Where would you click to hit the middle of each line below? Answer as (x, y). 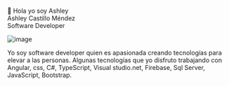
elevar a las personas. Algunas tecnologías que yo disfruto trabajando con (115, 60)
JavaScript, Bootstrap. (40, 75)
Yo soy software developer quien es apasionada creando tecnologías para (115, 53)
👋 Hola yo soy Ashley (38, 11)
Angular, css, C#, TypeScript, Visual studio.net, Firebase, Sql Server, (106, 67)
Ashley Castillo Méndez (41, 18)
